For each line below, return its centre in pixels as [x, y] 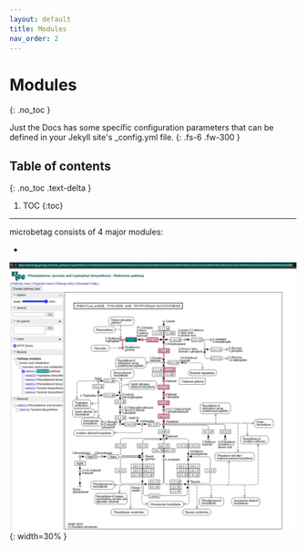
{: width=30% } [38, 536]
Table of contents [60, 166]
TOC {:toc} [43, 206]
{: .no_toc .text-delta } [51, 188]
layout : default [40, 19]
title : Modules [38, 29]
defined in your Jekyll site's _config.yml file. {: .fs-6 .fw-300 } [125, 138]
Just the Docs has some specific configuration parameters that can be [142, 128]
